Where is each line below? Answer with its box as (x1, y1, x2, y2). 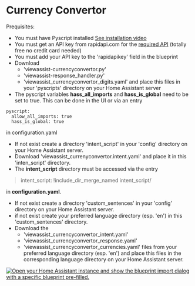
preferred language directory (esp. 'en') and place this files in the (23, 250, 181, 257)
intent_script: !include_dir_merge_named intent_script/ (20, 177, 152, 184)
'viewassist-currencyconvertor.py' (23, 65, 107, 72)
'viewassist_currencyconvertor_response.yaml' (23, 237, 137, 244)
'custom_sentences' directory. (14, 218, 88, 225)
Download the (14, 224, 49, 231)
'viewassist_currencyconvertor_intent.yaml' (23, 231, 129, 238)
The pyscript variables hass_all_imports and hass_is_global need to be (14, 91, 189, 98)
